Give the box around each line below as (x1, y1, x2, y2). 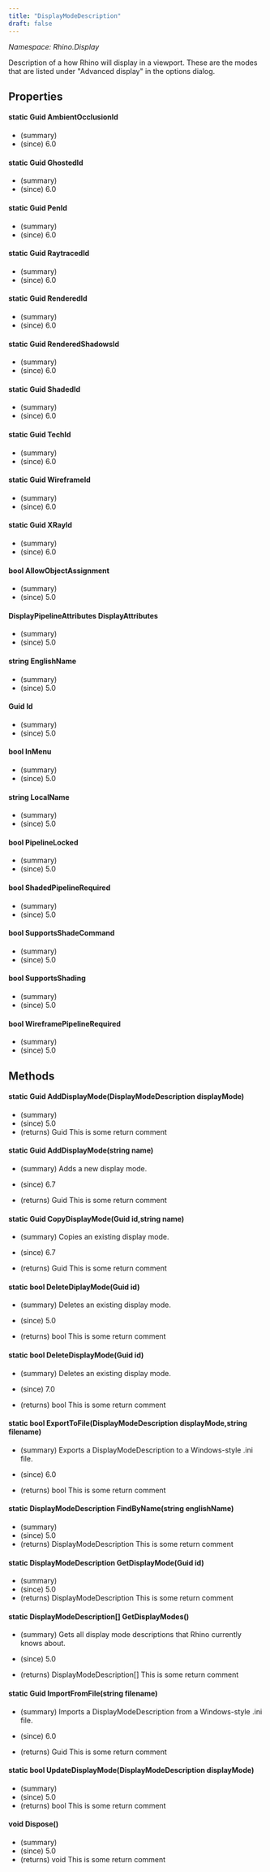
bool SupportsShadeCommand (8, 928, 115, 938)
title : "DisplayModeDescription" (8, 11, 122, 20)
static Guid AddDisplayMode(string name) (8, 1145, 154, 1155)
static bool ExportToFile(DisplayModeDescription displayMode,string (8, 1418, 247, 1428)
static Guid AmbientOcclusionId (8, 112, 119, 122)
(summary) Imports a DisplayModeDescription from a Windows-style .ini (19, 1706, 263, 1716)
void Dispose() (8, 1819, 59, 1829)
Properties (8, 89, 63, 103)
